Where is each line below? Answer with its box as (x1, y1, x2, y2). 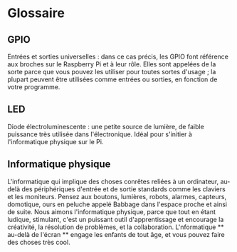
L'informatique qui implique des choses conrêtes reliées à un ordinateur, (7, 177, 219, 186)
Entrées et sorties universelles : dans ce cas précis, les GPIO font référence (7, 52, 229, 61)
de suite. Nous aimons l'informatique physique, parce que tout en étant (7, 207, 216, 216)
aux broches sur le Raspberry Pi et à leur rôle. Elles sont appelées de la (7, 60, 216, 69)
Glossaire (7, 5, 65, 21)
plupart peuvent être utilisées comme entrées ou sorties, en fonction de (7, 75, 218, 84)
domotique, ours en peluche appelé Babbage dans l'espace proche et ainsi (7, 200, 228, 208)
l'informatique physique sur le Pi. (7, 137, 104, 146)
